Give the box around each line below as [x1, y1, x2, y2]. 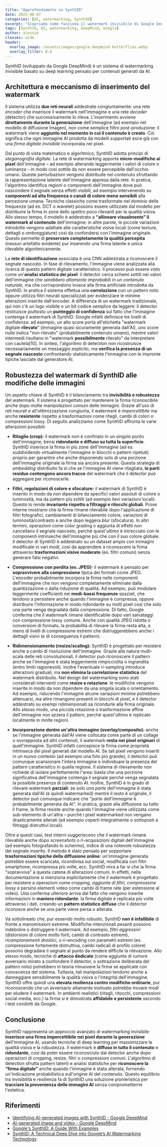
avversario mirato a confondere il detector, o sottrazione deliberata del [5, 958, 150, 964]
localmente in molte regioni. [12, 717, 70, 723]
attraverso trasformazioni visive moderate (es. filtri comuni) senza [12, 549, 150, 555]
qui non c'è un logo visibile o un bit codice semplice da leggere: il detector [5, 303, 158, 310]
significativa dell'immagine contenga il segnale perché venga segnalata [12, 774, 159, 780]
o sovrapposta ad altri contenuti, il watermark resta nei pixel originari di [12, 738, 160, 744]
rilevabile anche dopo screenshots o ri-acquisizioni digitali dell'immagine [5, 837, 154, 843]
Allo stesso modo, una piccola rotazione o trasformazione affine [12, 707, 144, 713]
